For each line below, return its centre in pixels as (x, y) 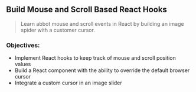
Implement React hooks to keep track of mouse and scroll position (95, 58)
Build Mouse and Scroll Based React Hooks (86, 10)
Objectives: (23, 45)
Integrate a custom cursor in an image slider (68, 83)
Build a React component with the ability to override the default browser (102, 70)
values (23, 64)
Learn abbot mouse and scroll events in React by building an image (102, 23)
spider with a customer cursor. (58, 30)
